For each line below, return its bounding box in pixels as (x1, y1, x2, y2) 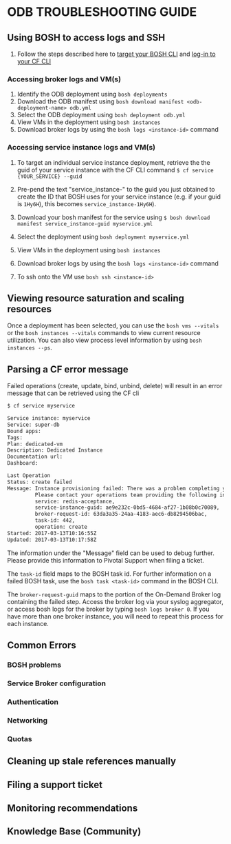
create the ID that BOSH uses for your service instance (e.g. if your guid (16, 192, 221, 201)
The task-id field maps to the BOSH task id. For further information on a (7, 570, 212, 578)
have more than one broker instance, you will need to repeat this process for (7, 612, 223, 621)
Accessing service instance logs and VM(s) (7, 143, 156, 152)
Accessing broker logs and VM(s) (7, 74, 122, 83)
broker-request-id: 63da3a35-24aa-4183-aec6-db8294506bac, (34, 511, 208, 518)
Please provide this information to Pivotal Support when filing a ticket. (7, 556, 205, 564)
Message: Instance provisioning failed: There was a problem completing (7, 485, 220, 492)
